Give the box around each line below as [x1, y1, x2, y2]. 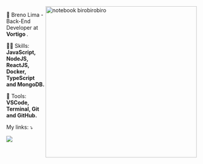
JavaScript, [6, 48, 36, 56]
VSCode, [6, 99, 29, 106]
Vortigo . [6, 30, 28, 38]
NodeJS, [6, 55, 29, 62]
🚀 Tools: [6, 93, 27, 99]
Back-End [6, 18, 31, 25]
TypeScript [6, 74, 35, 81]
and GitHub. [6, 112, 37, 119]
